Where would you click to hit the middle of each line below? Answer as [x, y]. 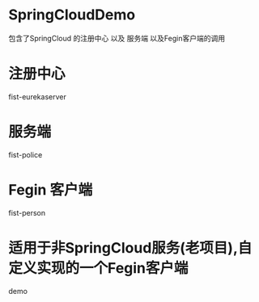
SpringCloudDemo [72, 15]
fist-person [27, 212]
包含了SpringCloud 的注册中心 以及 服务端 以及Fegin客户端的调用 [117, 38]
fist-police [25, 154]
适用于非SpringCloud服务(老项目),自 [130, 247]
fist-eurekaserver [37, 96]
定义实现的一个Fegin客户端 [98, 268]
